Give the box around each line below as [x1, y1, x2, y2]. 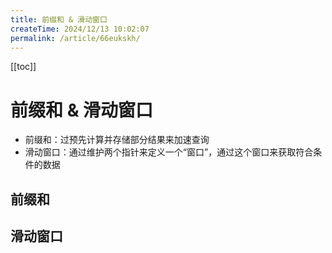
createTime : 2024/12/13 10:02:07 [10, 24, 150, 34]
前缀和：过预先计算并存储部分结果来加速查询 [24, 134, 210, 146]
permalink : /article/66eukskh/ [10, 33, 141, 43]
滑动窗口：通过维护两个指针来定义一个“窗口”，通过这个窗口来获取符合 [24, 146, 314, 158]
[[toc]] [10, 61, 37, 73]
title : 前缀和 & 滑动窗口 [10, 14, 108, 25]
